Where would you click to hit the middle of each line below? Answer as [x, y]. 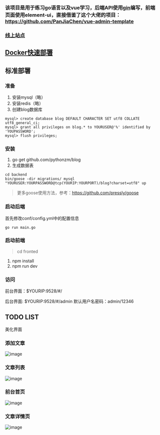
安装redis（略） [28, 103]
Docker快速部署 [29, 53]
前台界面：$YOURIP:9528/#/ [34, 291]
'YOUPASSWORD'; [20, 131]
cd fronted [27, 251]
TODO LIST [22, 317]
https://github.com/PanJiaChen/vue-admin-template [70, 21]
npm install [23, 261]
